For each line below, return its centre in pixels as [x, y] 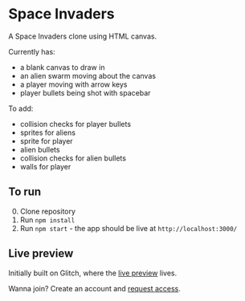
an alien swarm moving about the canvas [88, 75]
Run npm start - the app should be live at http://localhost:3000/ [129, 228]
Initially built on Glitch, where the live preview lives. [93, 273]
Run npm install [47, 220]
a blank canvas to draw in [62, 67]
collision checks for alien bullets [73, 158]
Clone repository [48, 211]
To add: [21, 108]
